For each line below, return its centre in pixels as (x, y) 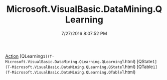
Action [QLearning (24, 56)
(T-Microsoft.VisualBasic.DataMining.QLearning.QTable (64, 72)
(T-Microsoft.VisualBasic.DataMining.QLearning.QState (64, 67)
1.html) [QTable (137, 67)
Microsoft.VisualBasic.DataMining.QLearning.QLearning (64, 62)
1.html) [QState (137, 61)
